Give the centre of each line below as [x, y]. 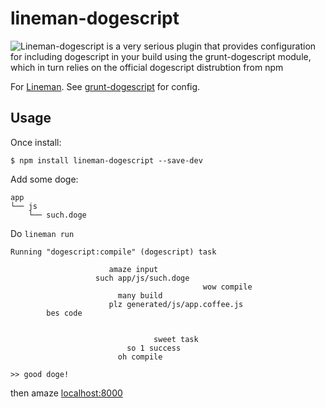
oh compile [140, 357]
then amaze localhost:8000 [66, 393]
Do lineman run [42, 233]
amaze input [133, 269]
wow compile [227, 287]
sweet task [176, 339]
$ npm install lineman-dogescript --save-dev [106, 160]
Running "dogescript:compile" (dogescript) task [113, 252]
